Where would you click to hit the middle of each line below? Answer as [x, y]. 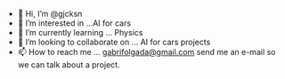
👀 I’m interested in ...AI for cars [74, 23]
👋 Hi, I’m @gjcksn [50, 14]
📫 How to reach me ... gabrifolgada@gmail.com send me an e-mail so [147, 52]
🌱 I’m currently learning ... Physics [80, 32]
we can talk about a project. [69, 65]
